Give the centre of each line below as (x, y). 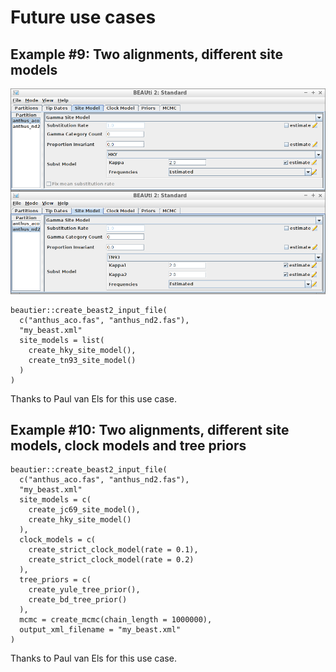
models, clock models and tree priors (128, 445)
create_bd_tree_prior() (78, 600)
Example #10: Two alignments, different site (150, 429)
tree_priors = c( (55, 580)
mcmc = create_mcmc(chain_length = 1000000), (116, 620)
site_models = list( (62, 340)
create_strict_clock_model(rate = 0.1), (113, 550)
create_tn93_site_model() (82, 360)
